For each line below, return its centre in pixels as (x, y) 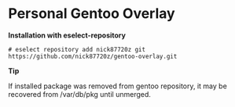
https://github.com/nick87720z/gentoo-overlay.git (93, 56)
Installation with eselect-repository (67, 35)
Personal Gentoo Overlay (92, 14)
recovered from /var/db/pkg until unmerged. (80, 94)
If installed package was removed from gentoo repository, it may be (118, 86)
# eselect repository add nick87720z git (77, 49)
